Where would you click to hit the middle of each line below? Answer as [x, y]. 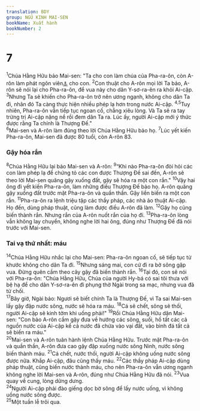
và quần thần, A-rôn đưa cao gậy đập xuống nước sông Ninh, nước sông [95, 346]
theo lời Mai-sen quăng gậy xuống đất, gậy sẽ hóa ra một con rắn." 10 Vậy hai [101, 180]
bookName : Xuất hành [32, 23]
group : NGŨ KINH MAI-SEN [37, 17]
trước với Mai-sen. [29, 228]
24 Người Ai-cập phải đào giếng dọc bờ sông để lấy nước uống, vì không [95, 388]
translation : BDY [28, 12]
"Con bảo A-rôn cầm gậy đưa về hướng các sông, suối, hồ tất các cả [102, 320]
